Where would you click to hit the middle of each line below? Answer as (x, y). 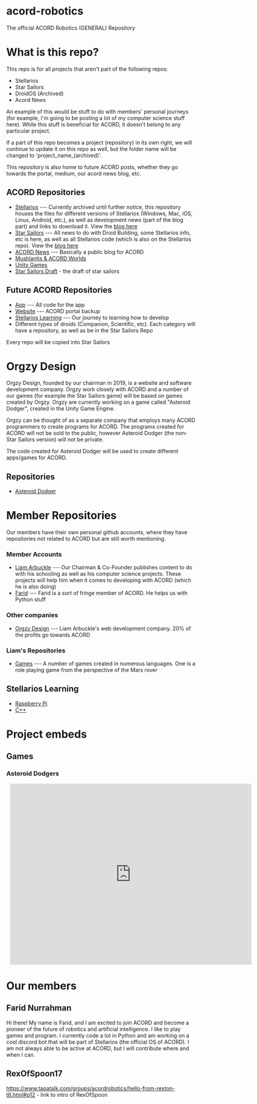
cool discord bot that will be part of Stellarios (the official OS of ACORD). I (98, 1042)
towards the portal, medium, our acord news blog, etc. (74, 173)
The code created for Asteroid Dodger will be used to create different (92, 451)
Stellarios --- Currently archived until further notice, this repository (98, 207)
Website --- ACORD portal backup (58, 311)
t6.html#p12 (21, 1094)
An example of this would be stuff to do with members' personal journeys (97, 111)
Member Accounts (34, 555)
